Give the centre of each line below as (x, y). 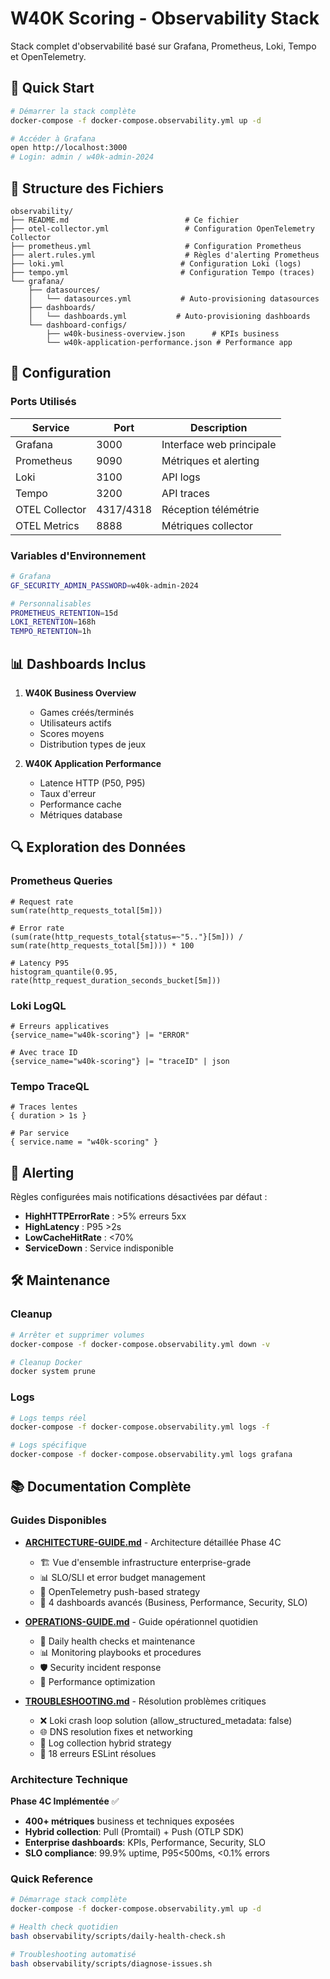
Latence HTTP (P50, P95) (92, 783)
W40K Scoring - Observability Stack (165, 18)
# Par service (40, 1133)
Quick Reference (52, 1879)
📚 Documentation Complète (101, 1487)
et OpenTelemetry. (48, 56)
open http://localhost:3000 (69, 148)
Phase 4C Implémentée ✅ (65, 1801)
